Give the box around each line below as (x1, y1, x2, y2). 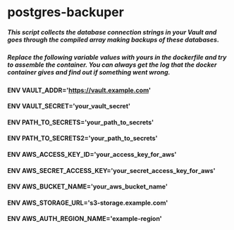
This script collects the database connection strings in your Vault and (7, 27, 217, 36)
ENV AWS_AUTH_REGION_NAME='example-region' (7, 215, 162, 223)
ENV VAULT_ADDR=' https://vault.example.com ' (7, 86, 152, 94)
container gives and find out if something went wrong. (7, 68, 171, 77)
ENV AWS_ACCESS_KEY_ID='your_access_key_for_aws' (7, 150, 177, 158)
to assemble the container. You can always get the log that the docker (7, 60, 217, 69)
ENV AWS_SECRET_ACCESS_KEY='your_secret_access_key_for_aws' (7, 166, 216, 174)
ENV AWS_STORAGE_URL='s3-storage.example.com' (7, 198, 168, 207)
